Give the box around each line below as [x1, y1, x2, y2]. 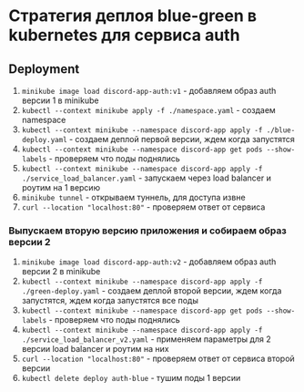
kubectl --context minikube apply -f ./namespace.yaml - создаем [21, 105, 277, 115]
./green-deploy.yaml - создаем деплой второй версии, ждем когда [21, 285, 282, 296]
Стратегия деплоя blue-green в [8, 5, 257, 26]
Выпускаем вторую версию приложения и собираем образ [8, 224, 288, 237]
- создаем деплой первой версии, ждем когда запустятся [68, 134, 295, 144]
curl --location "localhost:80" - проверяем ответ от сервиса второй [21, 353, 295, 365]
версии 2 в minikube [21, 266, 101, 277]
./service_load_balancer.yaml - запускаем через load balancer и [21, 172, 272, 183]
